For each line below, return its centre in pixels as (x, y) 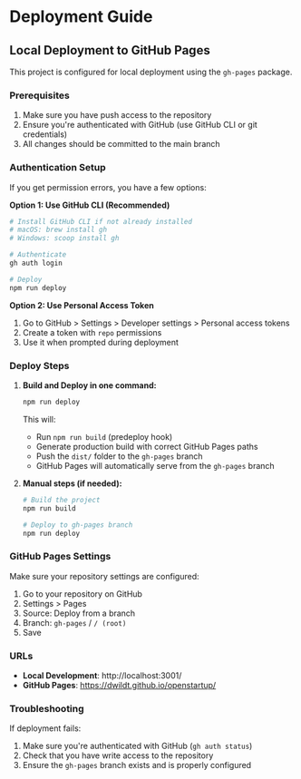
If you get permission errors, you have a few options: (108, 187)
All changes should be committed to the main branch (121, 144)
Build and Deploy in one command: (89, 385)
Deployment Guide (81, 17)
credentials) (45, 134)
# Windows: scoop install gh (64, 239)
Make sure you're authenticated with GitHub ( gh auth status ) (137, 746)
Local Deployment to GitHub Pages (110, 50)
